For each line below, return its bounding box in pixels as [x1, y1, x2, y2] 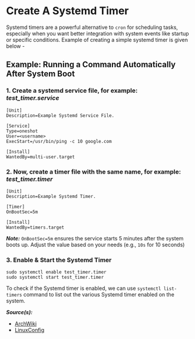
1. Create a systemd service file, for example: [6, 87, 138, 95]
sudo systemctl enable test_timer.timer [6, 269, 107, 275]
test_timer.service [6, 94, 60, 102]
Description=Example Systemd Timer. [6, 193, 96, 199]
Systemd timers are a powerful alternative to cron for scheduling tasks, [6, 24, 179, 31]
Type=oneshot [6, 128, 38, 134]
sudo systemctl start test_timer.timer [6, 275, 104, 281]
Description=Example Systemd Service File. [6, 112, 115, 119]
